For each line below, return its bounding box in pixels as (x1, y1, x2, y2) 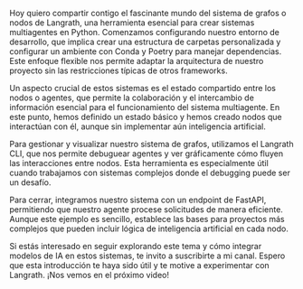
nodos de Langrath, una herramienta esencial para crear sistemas (9, 17, 255, 28)
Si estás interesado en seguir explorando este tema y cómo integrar (9, 241, 262, 251)
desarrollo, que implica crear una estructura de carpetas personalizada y (9, 36, 281, 47)
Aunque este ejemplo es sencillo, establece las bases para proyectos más (9, 214, 285, 224)
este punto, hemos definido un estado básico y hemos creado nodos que (9, 112, 282, 122)
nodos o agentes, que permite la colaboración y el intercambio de (9, 92, 255, 103)
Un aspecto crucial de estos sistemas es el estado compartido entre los (9, 83, 276, 93)
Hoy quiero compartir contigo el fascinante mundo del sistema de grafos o (9, 8, 287, 18)
